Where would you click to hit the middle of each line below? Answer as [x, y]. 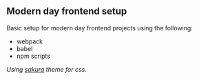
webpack [29, 41]
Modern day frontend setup [67, 11]
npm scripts [33, 56]
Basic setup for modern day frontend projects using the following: [100, 28]
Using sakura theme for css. [46, 69]
